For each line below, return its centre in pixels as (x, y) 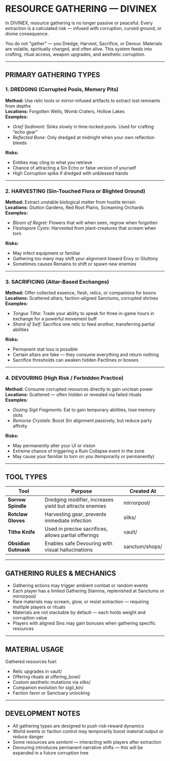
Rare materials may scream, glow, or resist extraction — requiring (81, 602)
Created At (143, 491)
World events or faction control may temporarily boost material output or (88, 731)
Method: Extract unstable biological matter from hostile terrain (70, 202)
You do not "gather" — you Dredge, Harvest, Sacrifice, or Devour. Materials (84, 43)
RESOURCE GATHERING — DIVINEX (81, 9)
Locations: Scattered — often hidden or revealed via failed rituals (73, 394)
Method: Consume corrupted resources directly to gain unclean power (79, 389)
